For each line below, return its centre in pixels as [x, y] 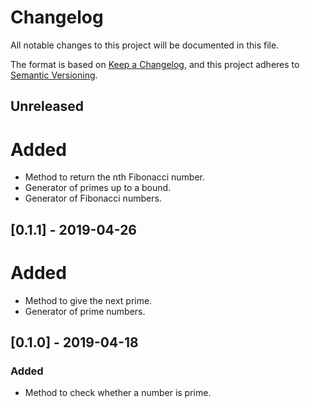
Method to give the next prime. [88, 300]
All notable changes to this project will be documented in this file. [145, 45]
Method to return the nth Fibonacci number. [114, 177]
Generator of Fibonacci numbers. [93, 198]
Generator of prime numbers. [85, 311]
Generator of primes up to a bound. [98, 188]
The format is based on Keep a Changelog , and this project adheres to [155, 64]
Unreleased [47, 106]
